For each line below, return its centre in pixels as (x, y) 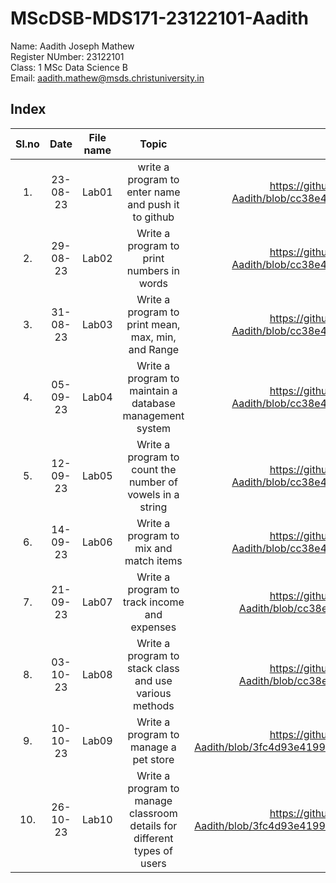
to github (153, 217)
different (153, 838)
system (153, 428)
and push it (153, 204)
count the (154, 469)
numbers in (153, 270)
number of (153, 482)
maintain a (153, 390)
